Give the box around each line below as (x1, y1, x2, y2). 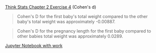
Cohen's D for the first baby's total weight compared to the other (17, 14, 148, 19)
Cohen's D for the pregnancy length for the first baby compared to (17, 28, 152, 34)
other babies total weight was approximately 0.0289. (17, 34, 123, 39)
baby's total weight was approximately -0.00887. (17, 19, 116, 24)
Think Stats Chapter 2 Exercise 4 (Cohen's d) (5, 4, 96, 10)
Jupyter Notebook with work (5, 43, 63, 48)
